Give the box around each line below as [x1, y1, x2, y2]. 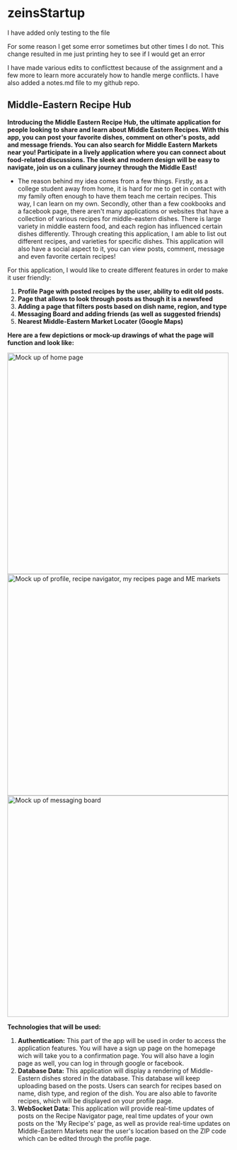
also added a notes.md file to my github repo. [7, 78, 140, 86]
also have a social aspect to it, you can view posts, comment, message [17, 244, 225, 253]
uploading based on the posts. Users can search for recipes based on [17, 1081, 221, 1090]
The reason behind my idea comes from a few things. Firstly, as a [17, 176, 209, 185]
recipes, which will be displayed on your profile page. [17, 1096, 173, 1105]
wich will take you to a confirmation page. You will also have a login [17, 1051, 214, 1060]
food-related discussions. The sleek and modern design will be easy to [7, 155, 220, 164]
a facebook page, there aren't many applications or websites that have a [17, 207, 229, 215]
